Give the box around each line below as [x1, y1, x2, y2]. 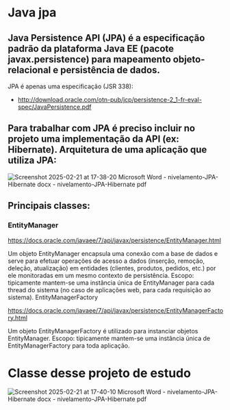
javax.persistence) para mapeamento [8, 53, 172, 65]
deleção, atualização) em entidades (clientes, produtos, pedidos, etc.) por [8, 264, 216, 272]
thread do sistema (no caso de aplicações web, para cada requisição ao [8, 285, 212, 294]
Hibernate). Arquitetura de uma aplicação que [8, 144, 207, 155]
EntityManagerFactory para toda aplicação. [8, 341, 130, 350]
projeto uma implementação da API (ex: [8, 133, 180, 145]
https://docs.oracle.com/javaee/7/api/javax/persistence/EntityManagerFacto [8, 306, 224, 314]
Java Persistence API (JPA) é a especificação [8, 32, 205, 44]
